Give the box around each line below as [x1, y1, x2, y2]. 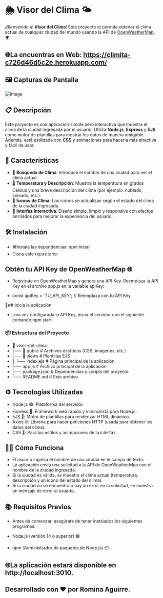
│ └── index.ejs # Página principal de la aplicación [12, 358, 115, 364]
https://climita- [83, 50, 131, 59]
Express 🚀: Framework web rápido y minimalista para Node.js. [12, 408, 137, 414]
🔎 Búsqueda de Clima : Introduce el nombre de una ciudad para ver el [12, 169, 152, 175]
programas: [12, 523, 36, 529]
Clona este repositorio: [12, 251, 58, 257]
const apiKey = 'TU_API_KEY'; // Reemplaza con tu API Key [12, 293, 131, 299]
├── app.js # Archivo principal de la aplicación [12, 363, 107, 369]
